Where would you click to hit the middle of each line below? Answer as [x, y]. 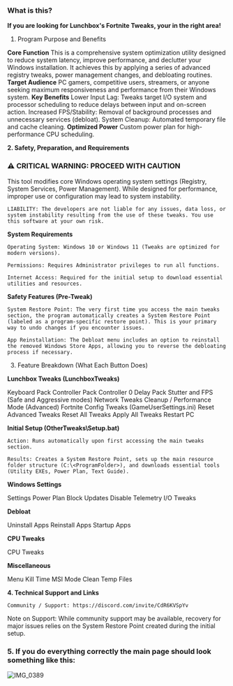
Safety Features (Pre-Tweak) [50, 296]
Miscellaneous [29, 565]
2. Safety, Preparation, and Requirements [68, 148]
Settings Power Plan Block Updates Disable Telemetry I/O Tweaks [102, 497]
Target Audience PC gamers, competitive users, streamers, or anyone [108, 82]
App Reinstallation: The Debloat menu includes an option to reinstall [113, 340]
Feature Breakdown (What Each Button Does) [83, 365]
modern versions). [34, 253]
